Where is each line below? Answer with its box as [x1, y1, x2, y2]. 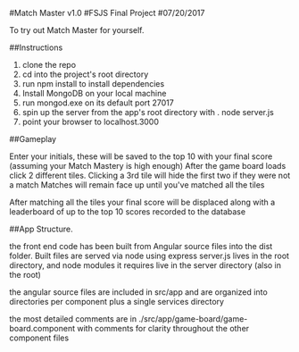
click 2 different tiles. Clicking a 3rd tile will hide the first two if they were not [9, 170, 291, 180]
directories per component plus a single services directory [9, 297, 225, 306]
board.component [9, 323, 76, 333]
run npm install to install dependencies [21, 79, 165, 88]
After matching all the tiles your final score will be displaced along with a [9, 197, 276, 207]
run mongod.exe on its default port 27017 [21, 97, 174, 108]
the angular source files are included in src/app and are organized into [9, 287, 268, 298]
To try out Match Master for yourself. [9, 25, 145, 35]
